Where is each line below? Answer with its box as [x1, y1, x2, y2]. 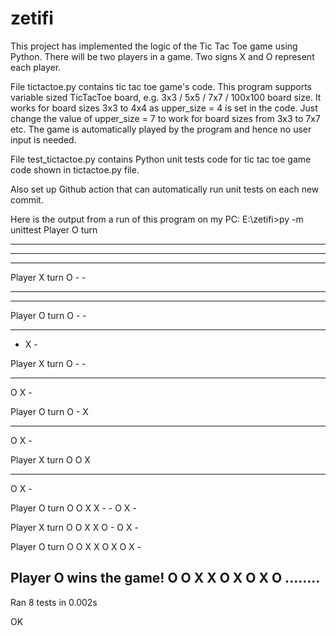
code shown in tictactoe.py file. [10, 163, 140, 176]
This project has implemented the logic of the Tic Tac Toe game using [10, 40, 298, 52]
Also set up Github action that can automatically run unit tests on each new [10, 183, 320, 195]
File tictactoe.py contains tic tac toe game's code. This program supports [10, 80, 312, 92]
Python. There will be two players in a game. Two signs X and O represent [10, 50, 315, 62]
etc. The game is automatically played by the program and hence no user [10, 123, 312, 135]
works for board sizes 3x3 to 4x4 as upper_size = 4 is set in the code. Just [10, 102, 318, 114]
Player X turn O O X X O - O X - [10, 521, 139, 533]
